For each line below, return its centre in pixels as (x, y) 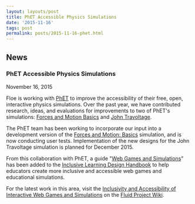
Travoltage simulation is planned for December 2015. (70, 147)
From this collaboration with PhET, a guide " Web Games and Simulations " (95, 158)
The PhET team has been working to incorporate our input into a (84, 128)
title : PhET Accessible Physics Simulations (61, 17)
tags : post (19, 28)
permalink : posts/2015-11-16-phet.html (55, 34)
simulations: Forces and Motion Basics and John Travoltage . (79, 117)
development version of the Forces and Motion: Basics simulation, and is (94, 134)
